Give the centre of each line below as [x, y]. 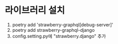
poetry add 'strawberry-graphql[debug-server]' [63, 25]
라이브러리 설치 [35, 10]
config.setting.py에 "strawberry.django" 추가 [59, 36]
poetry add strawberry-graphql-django [53, 30]
